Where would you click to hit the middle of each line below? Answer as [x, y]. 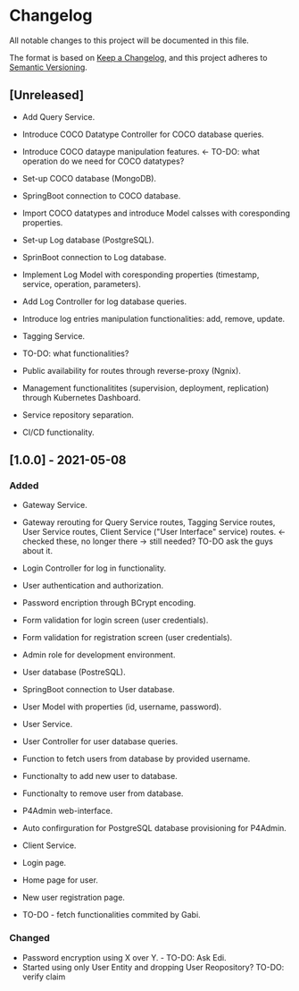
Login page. [44, 863]
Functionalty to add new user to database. [100, 776]
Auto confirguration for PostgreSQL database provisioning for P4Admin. [154, 828]
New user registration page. [73, 898]
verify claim [44, 977]
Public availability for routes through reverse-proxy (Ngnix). [131, 370]
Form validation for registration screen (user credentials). [127, 638]
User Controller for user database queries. [100, 741]
